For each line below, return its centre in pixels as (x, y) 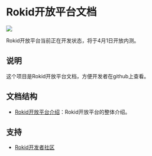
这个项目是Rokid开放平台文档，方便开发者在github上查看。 (78, 76)
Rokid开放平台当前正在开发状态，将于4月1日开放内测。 (73, 40)
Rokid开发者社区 (35, 147)
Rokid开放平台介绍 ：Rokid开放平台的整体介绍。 (72, 112)
